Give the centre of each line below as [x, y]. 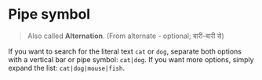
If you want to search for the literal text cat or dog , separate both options [125, 51]
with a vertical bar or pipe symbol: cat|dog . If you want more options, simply [131, 59]
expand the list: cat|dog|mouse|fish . [67, 68]
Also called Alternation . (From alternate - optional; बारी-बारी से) [126, 36]
